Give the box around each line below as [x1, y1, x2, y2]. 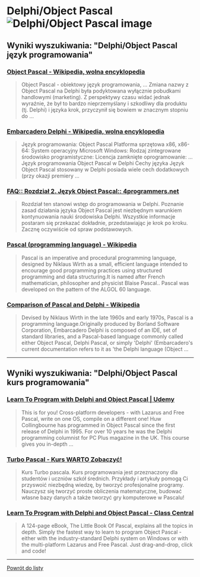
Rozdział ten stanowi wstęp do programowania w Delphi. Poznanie [21, 201, 184, 208]
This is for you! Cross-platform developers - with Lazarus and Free [21, 408, 185, 416]
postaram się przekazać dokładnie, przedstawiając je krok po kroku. [21, 220, 188, 227]
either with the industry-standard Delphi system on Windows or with [21, 535, 189, 542]
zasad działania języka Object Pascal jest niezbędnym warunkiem [21, 207, 182, 214]
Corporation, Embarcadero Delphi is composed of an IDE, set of [21, 326, 177, 334]
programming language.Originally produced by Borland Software [21, 321, 180, 328]
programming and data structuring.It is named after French [21, 273, 166, 280]
